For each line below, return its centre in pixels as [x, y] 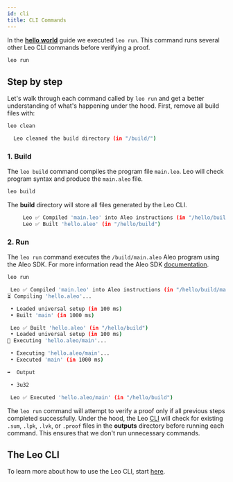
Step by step [35, 82]
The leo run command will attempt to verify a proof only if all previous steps [116, 410]
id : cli [18, 14]
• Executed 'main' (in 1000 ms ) [57, 360]
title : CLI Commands [37, 20]
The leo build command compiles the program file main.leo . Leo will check [115, 172]
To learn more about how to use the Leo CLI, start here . [86, 472]
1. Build [20, 156]
